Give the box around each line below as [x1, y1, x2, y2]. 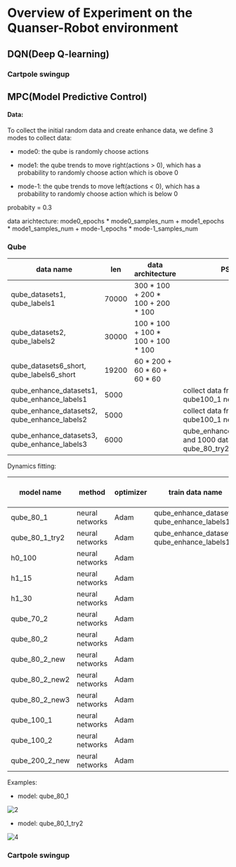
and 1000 [183, 435, 216, 445]
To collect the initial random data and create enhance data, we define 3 [7, 126, 214, 135]
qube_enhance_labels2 [11, 414, 88, 424]
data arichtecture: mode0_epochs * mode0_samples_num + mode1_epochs [7, 217, 225, 226]
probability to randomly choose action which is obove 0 [17, 168, 179, 177]
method [79, 488, 105, 498]
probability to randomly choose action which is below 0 [17, 190, 178, 198]
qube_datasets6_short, [11, 361, 86, 371]
